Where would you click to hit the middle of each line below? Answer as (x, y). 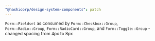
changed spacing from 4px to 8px (39, 33)
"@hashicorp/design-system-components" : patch (53, 9)
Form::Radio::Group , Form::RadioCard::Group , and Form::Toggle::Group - (78, 28)
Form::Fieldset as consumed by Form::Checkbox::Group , (61, 23)
